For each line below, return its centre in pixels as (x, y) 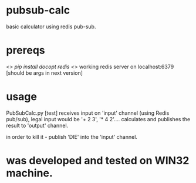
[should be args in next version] (45, 73)
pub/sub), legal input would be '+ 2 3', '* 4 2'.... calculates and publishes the (98, 119)
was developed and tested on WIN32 (98, 161)
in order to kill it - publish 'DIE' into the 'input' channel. (72, 137)
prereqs (26, 50)
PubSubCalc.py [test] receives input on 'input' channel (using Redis (88, 113)
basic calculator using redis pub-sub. (51, 26)
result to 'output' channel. (37, 125)
